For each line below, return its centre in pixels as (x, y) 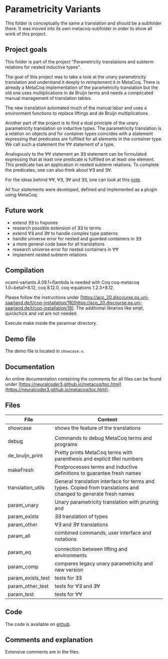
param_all (19, 536)
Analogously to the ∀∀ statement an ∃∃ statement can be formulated (76, 154)
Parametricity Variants (53, 9)
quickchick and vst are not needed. (41, 313)
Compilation (24, 270)
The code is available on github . (38, 624)
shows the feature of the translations (98, 428)
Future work (24, 211)
